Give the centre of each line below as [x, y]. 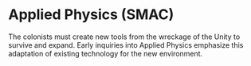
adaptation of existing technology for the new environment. [106, 53]
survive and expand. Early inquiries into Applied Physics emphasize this [126, 45]
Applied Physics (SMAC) [91, 15]
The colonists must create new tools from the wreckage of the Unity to [124, 37]
